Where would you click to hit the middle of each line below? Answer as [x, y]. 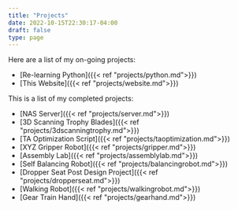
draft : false [30, 30]
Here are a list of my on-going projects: [72, 60]
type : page [26, 37]
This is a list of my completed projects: [71, 98]
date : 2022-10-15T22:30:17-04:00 [63, 23]
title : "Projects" [38, 15]
